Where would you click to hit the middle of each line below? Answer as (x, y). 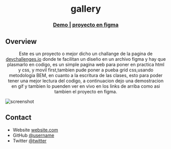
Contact (18, 118)
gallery (86, 9)
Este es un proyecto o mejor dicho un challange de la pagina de (86, 54)
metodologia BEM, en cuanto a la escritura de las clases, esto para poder (86, 75)
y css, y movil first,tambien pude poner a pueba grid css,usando (86, 70)
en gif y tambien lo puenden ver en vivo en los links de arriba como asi (86, 86)
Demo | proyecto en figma (86, 25)
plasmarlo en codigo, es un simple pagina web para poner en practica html (86, 64)
